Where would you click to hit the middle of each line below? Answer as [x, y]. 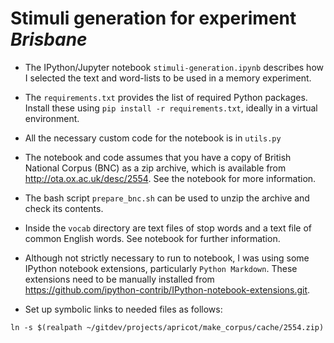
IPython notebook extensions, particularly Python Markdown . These [161, 268]
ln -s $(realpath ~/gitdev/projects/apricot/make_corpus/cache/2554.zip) [167, 327]
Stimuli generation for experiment [153, 18]
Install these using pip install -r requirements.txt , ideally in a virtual [171, 108]
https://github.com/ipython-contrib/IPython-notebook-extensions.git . [167, 289]
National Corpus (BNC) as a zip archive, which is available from [155, 168]
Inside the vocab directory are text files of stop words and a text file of [168, 228]
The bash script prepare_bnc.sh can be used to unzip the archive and [167, 198]
